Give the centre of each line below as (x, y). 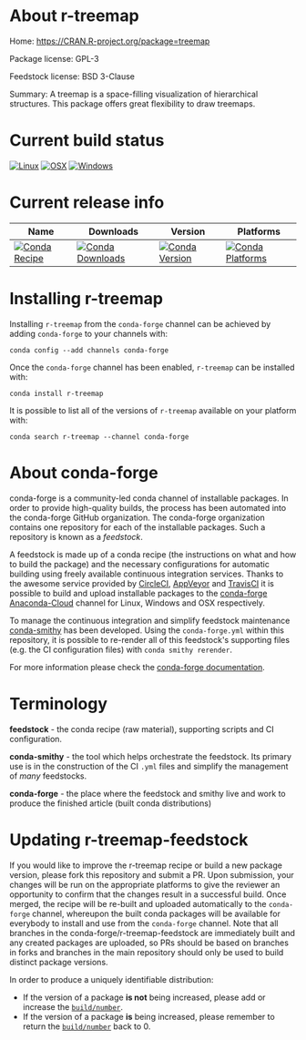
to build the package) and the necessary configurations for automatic (140, 564)
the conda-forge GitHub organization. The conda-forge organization (138, 517)
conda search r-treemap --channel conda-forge (99, 437)
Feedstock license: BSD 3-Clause (72, 76)
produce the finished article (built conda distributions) (111, 803)
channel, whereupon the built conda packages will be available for (156, 913)
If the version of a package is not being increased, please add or (144, 997)
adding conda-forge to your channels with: (89, 333)
